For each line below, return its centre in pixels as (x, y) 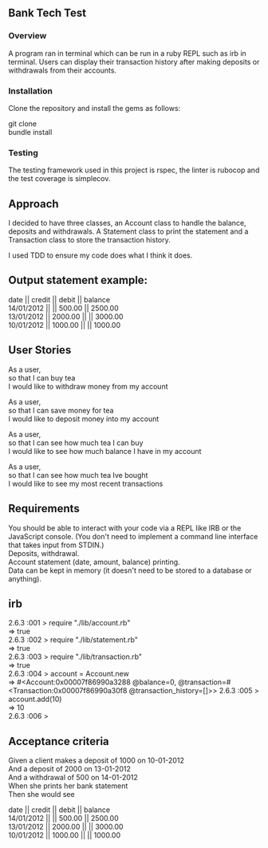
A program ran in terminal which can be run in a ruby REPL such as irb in (128, 53)
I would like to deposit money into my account (84, 419)
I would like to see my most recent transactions (86, 483)
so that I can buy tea (42, 377)
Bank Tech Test (47, 13)
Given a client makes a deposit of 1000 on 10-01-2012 (97, 760)
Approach (33, 204)
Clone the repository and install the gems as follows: (95, 108)
